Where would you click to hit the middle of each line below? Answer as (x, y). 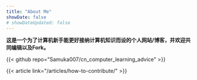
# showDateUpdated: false (38, 23)
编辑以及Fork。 (30, 47)
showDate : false (26, 17)
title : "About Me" (29, 12)
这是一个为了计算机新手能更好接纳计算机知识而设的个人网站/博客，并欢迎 (96, 40)
